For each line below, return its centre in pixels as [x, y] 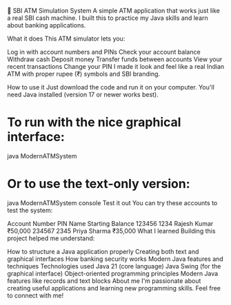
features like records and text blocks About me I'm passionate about [104, 281]
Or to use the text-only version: [99, 184]
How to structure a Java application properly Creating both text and [103, 251]
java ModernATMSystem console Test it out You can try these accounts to [112, 202]
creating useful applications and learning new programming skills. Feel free [114, 288]
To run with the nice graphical [94, 122]
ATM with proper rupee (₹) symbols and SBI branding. [84, 74]
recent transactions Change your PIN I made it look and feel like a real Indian [116, 66]
